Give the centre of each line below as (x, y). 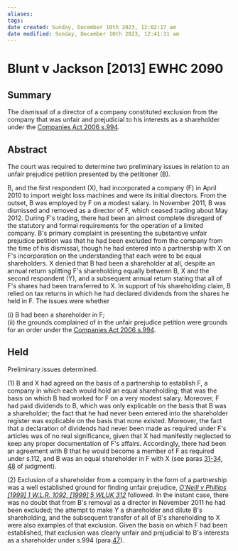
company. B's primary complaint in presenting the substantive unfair (107, 233)
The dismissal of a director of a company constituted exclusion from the (113, 112)
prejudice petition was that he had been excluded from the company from (115, 241)
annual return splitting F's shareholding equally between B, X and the (108, 271)
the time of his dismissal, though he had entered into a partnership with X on (119, 249)
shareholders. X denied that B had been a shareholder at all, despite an (111, 263)
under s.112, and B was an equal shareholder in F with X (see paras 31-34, (115, 458)
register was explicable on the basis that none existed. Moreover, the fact (115, 420)
